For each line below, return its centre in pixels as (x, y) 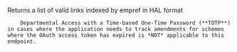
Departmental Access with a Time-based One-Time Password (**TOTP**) (126, 23)
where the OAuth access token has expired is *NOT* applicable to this (116, 35)
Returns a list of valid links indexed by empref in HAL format (95, 10)
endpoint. (22, 41)
